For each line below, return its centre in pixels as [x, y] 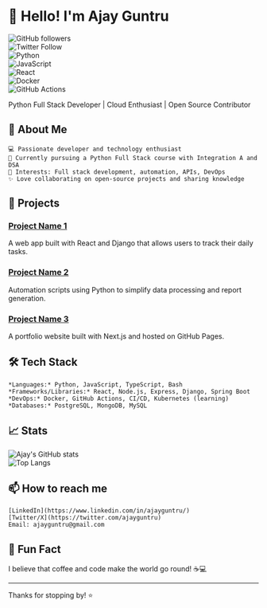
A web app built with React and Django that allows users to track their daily [131, 243]
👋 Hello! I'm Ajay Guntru [89, 16]
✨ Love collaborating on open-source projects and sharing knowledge [126, 178]
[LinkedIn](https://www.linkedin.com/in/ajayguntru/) [99, 511]
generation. [27, 298]
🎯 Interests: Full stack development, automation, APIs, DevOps [117, 172]
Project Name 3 [39, 319]
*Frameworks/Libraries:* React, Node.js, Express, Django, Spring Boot [129, 391]
